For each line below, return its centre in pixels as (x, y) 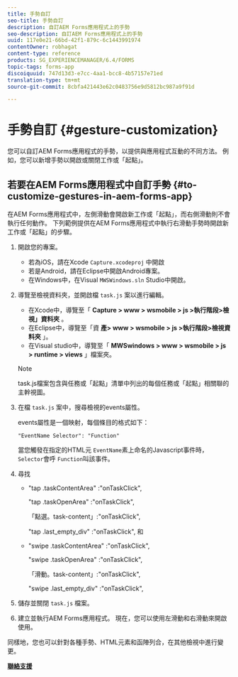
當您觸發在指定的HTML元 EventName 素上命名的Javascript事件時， (113, 450)
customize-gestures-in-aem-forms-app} (100, 196)
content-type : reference (44, 54)
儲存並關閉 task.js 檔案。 (55, 603)
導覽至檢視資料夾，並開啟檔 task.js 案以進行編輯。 (92, 295)
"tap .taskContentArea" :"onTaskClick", (85, 488)
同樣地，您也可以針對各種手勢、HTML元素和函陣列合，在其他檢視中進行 (113, 642)
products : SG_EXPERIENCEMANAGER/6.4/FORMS (71, 60)
